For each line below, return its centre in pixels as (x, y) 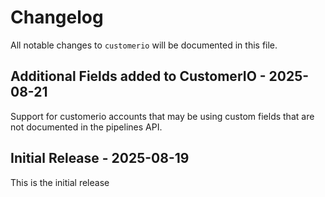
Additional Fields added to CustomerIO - (138, 76)
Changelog (57, 17)
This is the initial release (60, 182)
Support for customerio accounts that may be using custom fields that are (162, 116)
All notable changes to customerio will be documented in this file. (144, 45)
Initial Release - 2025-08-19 (100, 158)
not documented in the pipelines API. (86, 127)
